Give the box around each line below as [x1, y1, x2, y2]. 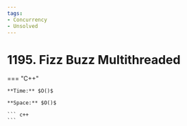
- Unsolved [7, 22, 38, 29]
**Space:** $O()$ [7, 99, 57, 106]
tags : [7, 10, 23, 17]
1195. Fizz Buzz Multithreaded [7, 52, 181, 67]
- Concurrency [7, 16, 48, 23]
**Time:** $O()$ [7, 88, 53, 95]
